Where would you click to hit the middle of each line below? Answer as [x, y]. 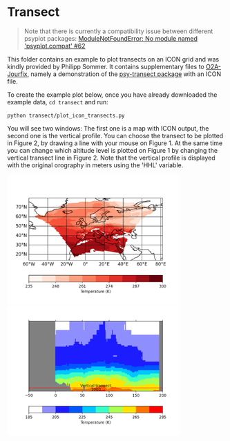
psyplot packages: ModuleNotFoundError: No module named [111, 38]
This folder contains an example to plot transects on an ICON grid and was [113, 59]
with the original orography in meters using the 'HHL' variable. [95, 165]
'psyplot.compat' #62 [55, 46]
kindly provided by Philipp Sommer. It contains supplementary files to [106, 66]
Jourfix [17, 74]
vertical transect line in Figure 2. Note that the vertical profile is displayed [111, 158]
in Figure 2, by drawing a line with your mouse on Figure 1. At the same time [115, 143]
